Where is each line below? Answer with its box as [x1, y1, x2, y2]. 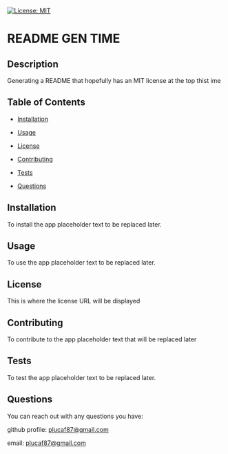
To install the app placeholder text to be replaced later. [7, 220, 162, 228]
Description [7, 58, 59, 70]
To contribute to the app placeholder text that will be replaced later [7, 335, 197, 343]
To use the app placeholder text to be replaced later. [7, 258, 156, 267]
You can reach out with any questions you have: [7, 412, 143, 420]
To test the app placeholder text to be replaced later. [7, 373, 156, 381]
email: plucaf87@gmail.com [7, 439, 86, 447]
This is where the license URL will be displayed [7, 297, 141, 305]
